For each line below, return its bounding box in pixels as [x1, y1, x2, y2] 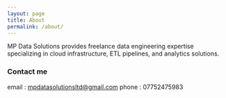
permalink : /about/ [7, 23, 64, 30]
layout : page [7, 10, 45, 17]
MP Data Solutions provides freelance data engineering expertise [7, 42, 194, 51]
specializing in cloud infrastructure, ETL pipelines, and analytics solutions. [7, 49, 220, 58]
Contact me [7, 67, 48, 76]
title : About [7, 17, 45, 24]
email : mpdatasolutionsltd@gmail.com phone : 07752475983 [7, 83, 184, 91]
